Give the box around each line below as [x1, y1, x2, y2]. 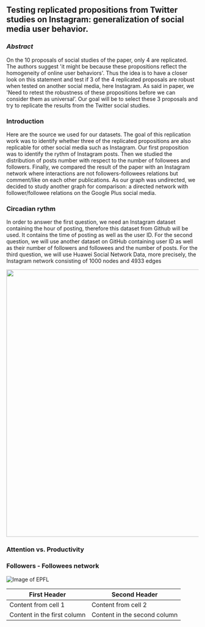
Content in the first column [9, 610, 86, 619]
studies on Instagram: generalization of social [6, 15, 184, 25]
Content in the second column [91, 610, 178, 619]
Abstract [6, 42, 34, 51]
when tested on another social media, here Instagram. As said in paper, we [6, 82, 194, 89]
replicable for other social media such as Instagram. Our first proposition [6, 144, 189, 151]
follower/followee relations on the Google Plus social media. [6, 189, 157, 196]
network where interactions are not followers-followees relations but [6, 169, 178, 177]
